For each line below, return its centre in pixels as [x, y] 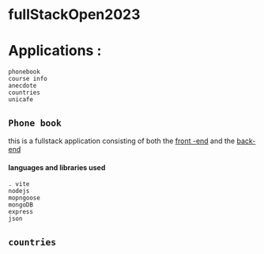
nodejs [19, 191]
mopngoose [25, 198]
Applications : [55, 51]
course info [28, 79]
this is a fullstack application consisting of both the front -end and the [122, 141]
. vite [19, 184]
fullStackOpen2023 [74, 15]
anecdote [23, 86]
